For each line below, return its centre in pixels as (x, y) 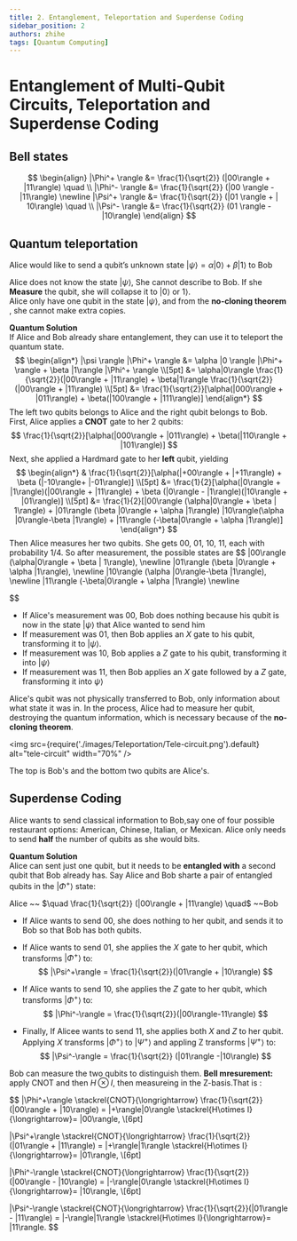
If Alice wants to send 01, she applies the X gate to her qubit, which (145, 947)
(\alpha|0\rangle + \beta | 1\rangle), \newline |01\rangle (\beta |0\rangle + (143, 562)
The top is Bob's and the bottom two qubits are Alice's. (109, 771)
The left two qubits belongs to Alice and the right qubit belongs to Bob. (138, 412)
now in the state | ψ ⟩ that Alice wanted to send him (113, 625)
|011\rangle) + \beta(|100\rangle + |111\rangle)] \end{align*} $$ (149, 398)
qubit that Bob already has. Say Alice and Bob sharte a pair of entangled (141, 875)
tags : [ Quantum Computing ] (59, 42)
